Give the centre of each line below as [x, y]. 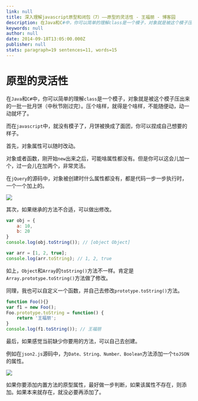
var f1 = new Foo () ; [32, 307]
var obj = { [21, 220]
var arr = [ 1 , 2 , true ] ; [37, 253]
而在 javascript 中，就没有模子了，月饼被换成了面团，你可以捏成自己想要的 [97, 126]
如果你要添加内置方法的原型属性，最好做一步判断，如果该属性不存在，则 [94, 385]
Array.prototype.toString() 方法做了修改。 [59, 278]
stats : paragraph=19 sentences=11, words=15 [62, 50]
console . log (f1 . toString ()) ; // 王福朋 [54, 329]
